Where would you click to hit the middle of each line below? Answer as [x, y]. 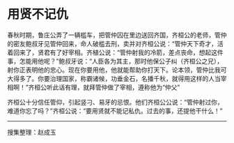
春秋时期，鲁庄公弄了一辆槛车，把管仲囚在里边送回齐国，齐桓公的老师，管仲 [117, 35]
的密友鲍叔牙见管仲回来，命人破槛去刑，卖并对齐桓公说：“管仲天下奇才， [112, 43]
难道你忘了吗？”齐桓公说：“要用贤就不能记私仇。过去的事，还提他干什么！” [115, 111]
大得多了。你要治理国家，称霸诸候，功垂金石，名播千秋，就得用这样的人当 [114, 78]
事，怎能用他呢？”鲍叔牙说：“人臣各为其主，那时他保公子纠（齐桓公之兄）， [115, 61]
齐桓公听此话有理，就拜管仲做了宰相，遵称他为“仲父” [104, 87]
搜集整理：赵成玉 [32, 132]
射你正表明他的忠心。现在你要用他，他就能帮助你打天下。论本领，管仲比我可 [117, 70]
